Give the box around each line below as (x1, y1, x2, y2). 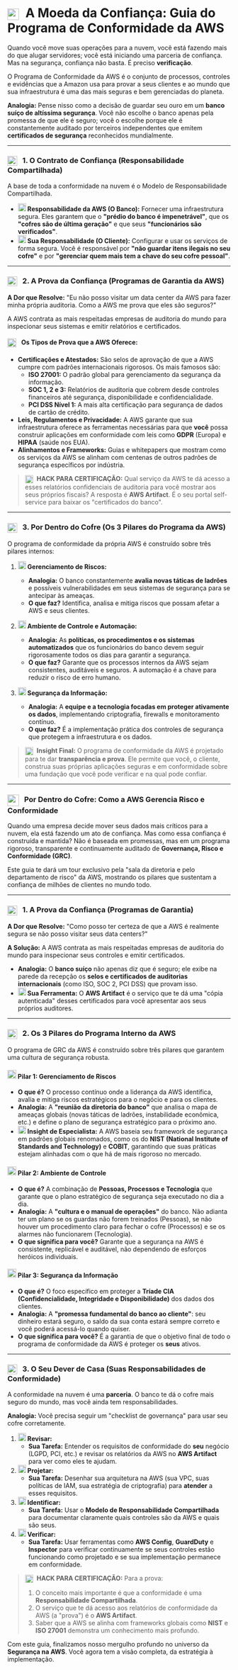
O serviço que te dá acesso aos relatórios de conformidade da (35, 1603, 218, 1612)
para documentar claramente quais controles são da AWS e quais (28, 1513, 220, 1521)
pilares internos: (7, 547, 55, 555)
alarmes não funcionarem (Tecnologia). (17, 1229, 133, 1238)
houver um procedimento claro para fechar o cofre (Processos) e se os (17, 1222, 225, 1231)
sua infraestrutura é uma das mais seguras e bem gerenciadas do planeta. (7, 87, 225, 96)
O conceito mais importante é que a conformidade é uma (35, 1589, 202, 1597)
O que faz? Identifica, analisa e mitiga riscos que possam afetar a (28, 599, 220, 607)
